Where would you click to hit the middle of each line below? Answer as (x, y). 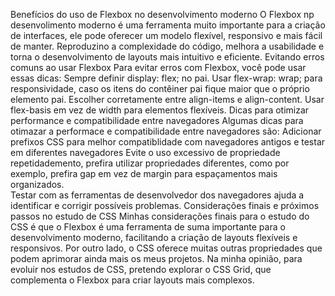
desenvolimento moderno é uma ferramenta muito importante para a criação (168, 25)
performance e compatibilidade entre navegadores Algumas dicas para (157, 120)
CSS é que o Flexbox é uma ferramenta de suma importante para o (148, 227)
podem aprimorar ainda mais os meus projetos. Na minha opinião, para (156, 258)
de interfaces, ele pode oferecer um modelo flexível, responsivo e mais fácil (166, 35)
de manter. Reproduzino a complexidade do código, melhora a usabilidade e (167, 46)
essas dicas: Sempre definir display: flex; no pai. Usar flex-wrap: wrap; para (166, 78)
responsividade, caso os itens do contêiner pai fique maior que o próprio (160, 88)
